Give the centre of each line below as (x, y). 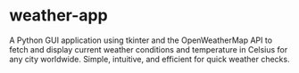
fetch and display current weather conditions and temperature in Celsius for (149, 49)
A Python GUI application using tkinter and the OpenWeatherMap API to (141, 40)
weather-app (59, 16)
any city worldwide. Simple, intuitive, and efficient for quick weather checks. (149, 59)
